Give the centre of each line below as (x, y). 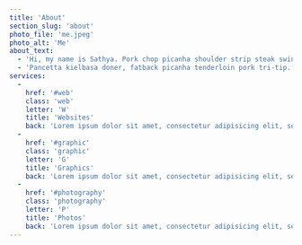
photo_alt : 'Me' (40, 43)
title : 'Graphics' (60, 168)
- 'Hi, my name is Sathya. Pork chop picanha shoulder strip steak (147, 59)
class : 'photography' (66, 201)
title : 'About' (38, 17)
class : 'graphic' (58, 151)
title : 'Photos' (56, 218)
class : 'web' (50, 101)
